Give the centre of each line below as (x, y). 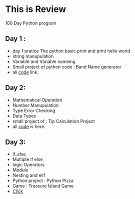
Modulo (20, 170)
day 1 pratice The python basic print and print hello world (71, 50)
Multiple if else (27, 159)
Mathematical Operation (37, 100)
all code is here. (29, 126)
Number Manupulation (35, 105)
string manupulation (33, 56)
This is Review (36, 9)
